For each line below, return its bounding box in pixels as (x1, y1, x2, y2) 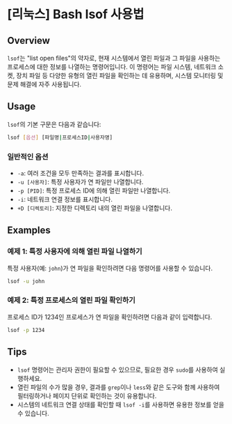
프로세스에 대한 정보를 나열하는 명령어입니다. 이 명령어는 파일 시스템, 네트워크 (7, 63, 217, 70)
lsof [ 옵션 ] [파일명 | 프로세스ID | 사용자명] (7, 134, 113, 141)
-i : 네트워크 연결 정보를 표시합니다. (17, 195, 113, 203)
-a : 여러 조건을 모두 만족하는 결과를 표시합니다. (17, 169, 144, 177)
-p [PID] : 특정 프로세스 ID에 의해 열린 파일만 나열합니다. (17, 186, 171, 195)
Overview (7, 34, 51, 46)
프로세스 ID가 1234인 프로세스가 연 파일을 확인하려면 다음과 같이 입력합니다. (7, 312, 213, 321)
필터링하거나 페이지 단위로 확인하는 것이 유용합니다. (17, 391, 157, 400)
